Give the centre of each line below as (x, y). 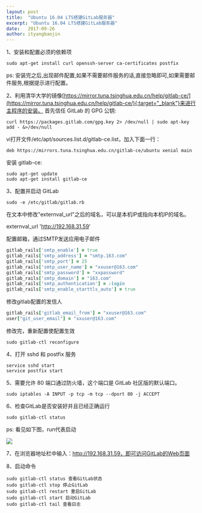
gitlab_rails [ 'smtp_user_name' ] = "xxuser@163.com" (72, 267)
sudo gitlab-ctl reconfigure (43, 342)
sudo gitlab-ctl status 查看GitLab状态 (54, 479)
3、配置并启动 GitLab (32, 191)
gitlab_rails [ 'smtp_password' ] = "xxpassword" (66, 272)
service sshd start (31, 365)
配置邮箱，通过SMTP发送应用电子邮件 (53, 239)
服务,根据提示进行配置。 (41, 83)
